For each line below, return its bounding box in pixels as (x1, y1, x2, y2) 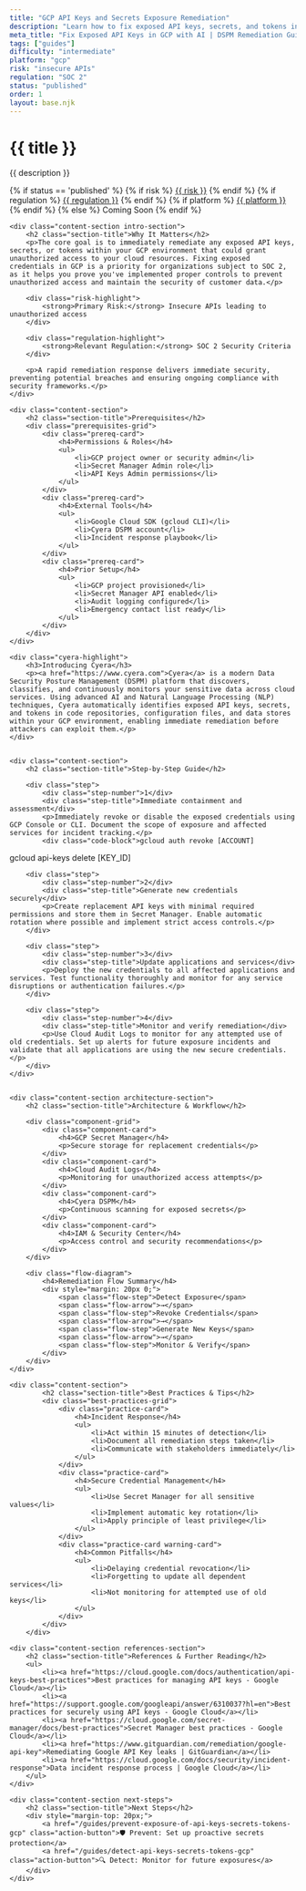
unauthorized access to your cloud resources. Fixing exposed (9, 254, 250, 263)
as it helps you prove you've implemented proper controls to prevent (9, 270, 283, 279)
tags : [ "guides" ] (9, 38, 76, 48)
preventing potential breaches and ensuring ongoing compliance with (9, 374, 280, 383)
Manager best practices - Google (156, 1724, 283, 1733)
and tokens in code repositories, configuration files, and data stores (9, 708, 291, 718)
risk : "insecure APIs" (9, 65, 96, 74)
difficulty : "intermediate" (9, 47, 117, 57)
